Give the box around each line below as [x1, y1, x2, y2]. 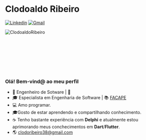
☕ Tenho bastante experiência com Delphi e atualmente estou [12, 117, 139, 123]
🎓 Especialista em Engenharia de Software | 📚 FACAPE [12, 95, 127, 101]
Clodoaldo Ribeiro [5, 3, 80, 15]
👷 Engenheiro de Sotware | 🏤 [12, 89, 71, 95]
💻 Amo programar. [12, 102, 51, 108]
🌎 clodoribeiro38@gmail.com [12, 129, 73, 136]
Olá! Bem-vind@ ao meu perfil [5, 78, 79, 84]
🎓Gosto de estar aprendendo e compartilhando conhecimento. [12, 110, 142, 115]
